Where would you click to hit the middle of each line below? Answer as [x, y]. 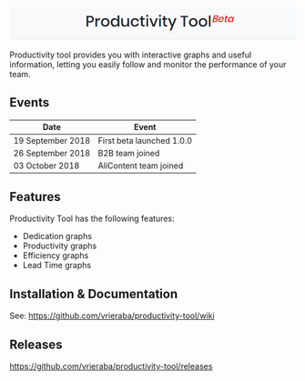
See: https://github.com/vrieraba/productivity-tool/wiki [112, 316]
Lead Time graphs [57, 266]
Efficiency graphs [56, 256]
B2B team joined [129, 153]
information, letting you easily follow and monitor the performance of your [148, 65]
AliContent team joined [141, 165]
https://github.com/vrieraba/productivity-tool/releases [111, 366]
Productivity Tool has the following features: [92, 219]
